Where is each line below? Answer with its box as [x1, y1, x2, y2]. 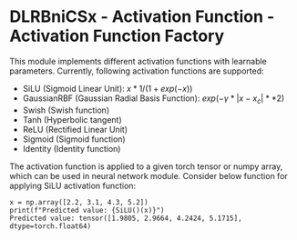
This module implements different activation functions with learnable [9, 55, 267, 66]
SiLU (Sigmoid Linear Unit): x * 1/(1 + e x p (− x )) [22, 83, 193, 94]
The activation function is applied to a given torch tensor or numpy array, [9, 161, 283, 172]
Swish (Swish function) [22, 105, 110, 115]
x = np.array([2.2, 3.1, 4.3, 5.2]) [9, 197, 148, 206]
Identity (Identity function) [22, 143, 121, 154]
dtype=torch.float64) [9, 221, 92, 231]
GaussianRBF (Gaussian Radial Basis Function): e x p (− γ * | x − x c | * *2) [22, 93, 285, 105]
